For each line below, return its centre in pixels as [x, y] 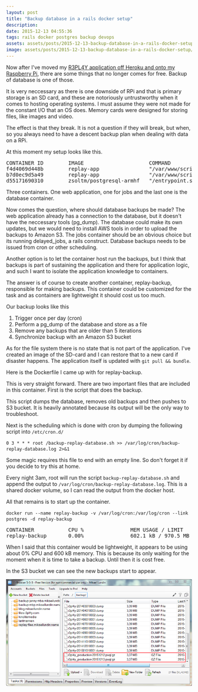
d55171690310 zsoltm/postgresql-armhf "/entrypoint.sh [101, 181]
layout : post [22, 12]
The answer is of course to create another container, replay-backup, [89, 283]
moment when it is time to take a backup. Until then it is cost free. [86, 559]
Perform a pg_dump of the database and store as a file [81, 324]
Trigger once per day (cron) [48, 318]
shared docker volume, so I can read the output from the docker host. [91, 490]
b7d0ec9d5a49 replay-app [53, 175]
